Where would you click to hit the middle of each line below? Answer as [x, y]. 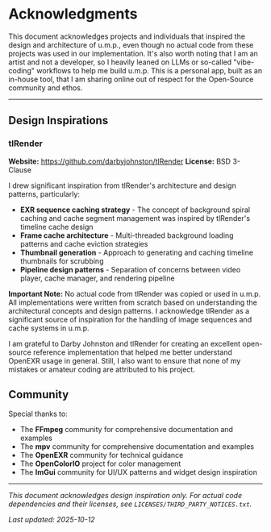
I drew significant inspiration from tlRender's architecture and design [122, 185]
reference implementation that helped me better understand [133, 352]
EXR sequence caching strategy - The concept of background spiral [135, 210]
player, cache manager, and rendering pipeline [97, 278]
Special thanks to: [38, 414]
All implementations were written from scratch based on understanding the [133, 302]
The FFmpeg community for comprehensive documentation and [127, 430]
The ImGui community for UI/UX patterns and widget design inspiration [139, 472]
